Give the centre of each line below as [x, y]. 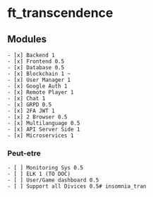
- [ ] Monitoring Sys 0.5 [45, 168]
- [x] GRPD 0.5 [30, 105]
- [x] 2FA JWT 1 [31, 111]
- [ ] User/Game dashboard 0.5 [53, 180]
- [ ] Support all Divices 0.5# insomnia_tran [77, 186]
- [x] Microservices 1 [41, 136]
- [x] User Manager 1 [39, 80]
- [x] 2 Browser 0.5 [38, 117]
